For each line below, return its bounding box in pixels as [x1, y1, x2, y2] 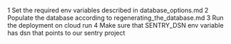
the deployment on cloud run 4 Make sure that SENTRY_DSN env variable [7, 21, 224, 29]
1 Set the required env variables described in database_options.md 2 [7, 6, 209, 14]
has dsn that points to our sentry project [7, 28, 125, 37]
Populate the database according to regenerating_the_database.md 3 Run [7, 13, 224, 22]
